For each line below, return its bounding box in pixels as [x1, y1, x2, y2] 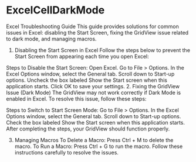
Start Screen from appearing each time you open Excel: [14, 53, 149, 60]
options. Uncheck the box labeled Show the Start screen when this [6, 77, 167, 84]
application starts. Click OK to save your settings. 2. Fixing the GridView [6, 82, 180, 89]
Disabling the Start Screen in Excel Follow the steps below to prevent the [14, 46, 191, 53]
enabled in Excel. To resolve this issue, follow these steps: [6, 95, 147, 102]
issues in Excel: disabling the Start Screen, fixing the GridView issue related [6, 29, 189, 36]
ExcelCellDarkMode [6, 4, 105, 17]
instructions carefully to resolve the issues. [14, 149, 119, 156]
